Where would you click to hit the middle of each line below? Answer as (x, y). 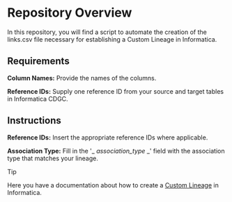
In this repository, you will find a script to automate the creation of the (107, 32)
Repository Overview (70, 13)
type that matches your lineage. (53, 158)
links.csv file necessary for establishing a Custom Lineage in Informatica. (112, 39)
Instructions (34, 120)
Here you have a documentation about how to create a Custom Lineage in (113, 185)
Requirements (38, 61)
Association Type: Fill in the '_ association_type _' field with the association (116, 151)
